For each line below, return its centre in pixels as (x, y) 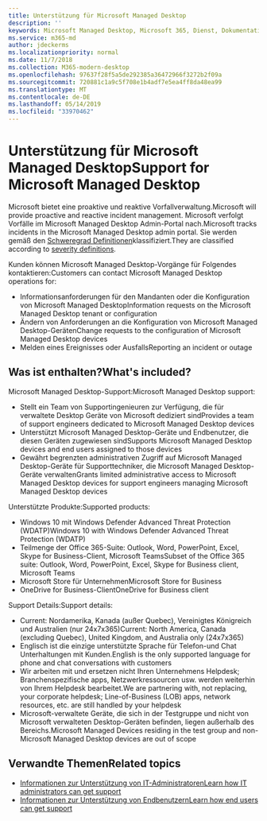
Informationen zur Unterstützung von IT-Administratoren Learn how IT (133, 783)
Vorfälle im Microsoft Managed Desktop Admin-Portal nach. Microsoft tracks (133, 223)
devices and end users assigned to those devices (101, 449)
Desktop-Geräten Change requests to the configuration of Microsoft (130, 330)
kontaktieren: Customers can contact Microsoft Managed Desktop (115, 273)
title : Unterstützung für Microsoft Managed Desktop (97, 15)
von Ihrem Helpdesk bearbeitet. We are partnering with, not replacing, (133, 687)
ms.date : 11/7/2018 (41, 60)
